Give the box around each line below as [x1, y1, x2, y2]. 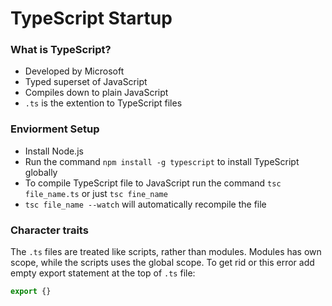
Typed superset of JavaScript [24, 76, 148, 88]
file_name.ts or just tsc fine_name [24, 187, 168, 199]
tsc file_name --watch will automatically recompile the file [24, 198, 267, 210]
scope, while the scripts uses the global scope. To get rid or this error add [10, 257, 315, 269]
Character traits [10, 223, 89, 237]
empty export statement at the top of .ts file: [10, 267, 196, 279]
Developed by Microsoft [24, 65, 125, 77]
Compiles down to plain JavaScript [24, 87, 169, 99]
